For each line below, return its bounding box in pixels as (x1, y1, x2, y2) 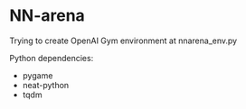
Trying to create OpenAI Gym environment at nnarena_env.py (9, 35, 238, 46)
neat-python (22, 79, 70, 90)
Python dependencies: (9, 52, 94, 63)
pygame (22, 69, 53, 81)
